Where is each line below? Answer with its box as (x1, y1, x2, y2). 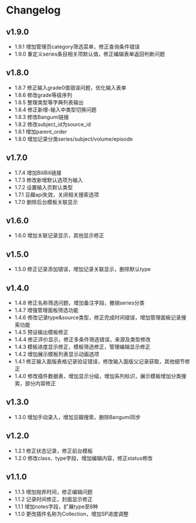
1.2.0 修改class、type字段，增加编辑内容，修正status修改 (14, 454, 153, 461)
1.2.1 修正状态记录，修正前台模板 (14, 447, 93, 454)
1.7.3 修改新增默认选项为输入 (14, 176, 83, 184)
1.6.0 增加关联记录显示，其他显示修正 (14, 232, 104, 239)
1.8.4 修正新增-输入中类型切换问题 (14, 106, 97, 113)
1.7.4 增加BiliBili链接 (14, 169, 62, 176)
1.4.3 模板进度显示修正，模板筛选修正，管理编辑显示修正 (14, 344, 151, 351)
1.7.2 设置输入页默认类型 (14, 184, 73, 191)
